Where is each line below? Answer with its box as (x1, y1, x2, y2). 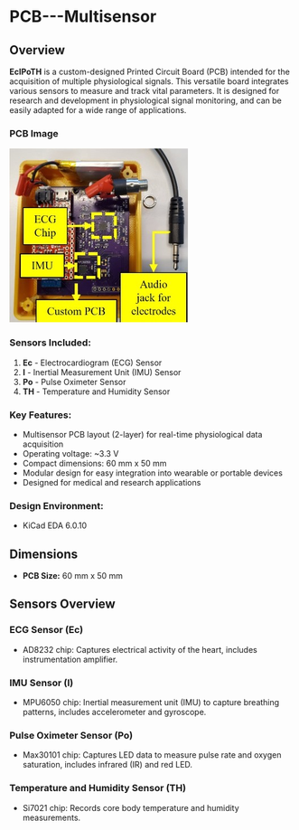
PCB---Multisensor (9, 6, 157, 27)
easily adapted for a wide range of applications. (9, 105, 187, 115)
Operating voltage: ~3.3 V (22, 448, 119, 458)
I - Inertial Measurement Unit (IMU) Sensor (22, 366, 182, 377)
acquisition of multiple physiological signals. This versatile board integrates (9, 76, 289, 87)
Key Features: (9, 409, 72, 421)
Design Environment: (9, 499, 104, 512)
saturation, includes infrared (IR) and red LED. (22, 759, 192, 770)
